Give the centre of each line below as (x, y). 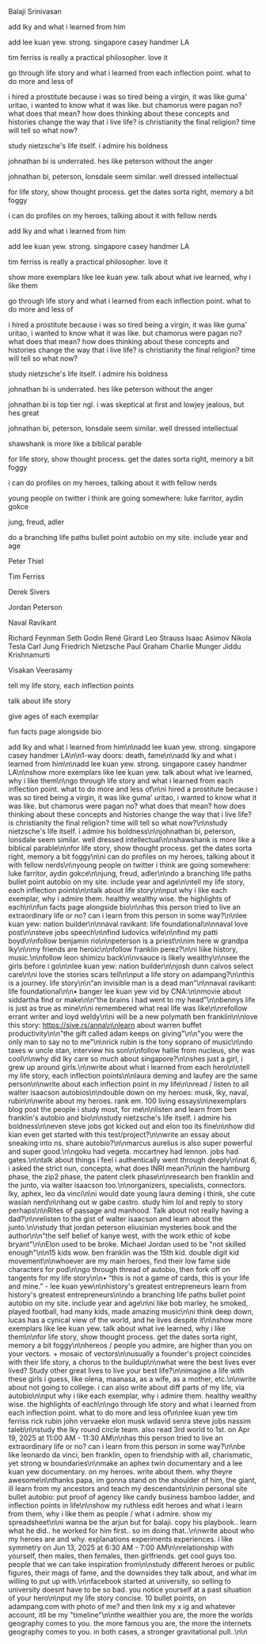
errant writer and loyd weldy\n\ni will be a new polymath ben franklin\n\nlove (133, 1017)
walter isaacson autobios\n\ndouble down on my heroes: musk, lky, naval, (129, 1092)
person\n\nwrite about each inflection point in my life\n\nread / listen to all (129, 1084)
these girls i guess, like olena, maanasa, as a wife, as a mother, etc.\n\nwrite (132, 1379)
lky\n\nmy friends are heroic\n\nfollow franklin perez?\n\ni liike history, (123, 949)
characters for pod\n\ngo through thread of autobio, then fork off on (120, 1269)
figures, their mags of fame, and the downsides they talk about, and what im (133, 1573)
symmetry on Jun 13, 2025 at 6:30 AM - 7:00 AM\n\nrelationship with (121, 1547)
